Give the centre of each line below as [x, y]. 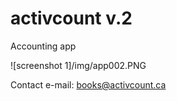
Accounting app [43, 46]
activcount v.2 [71, 18]
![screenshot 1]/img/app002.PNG [78, 65]
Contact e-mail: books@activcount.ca [88, 84]
